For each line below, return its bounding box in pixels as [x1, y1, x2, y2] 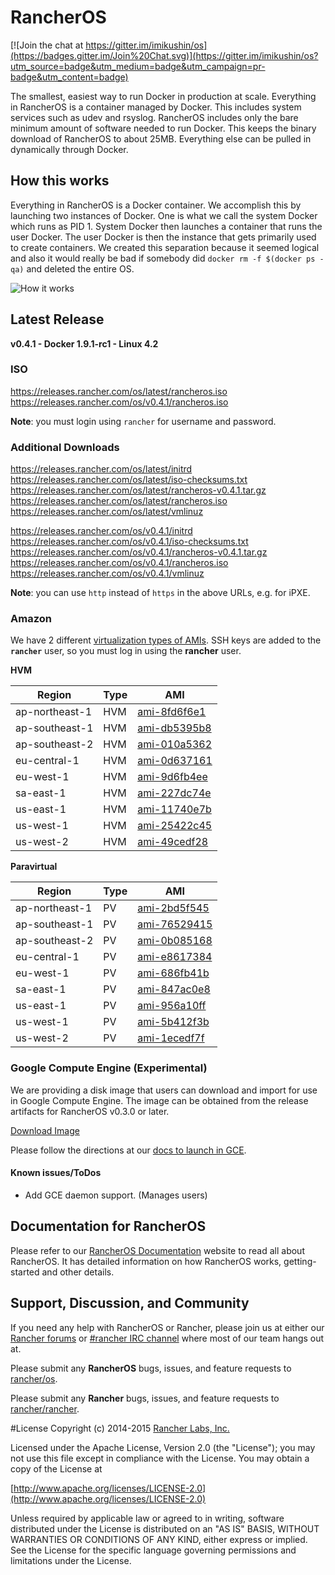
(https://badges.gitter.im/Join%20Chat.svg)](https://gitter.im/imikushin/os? [10, 49, 319, 61]
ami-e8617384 [137, 950, 213, 964]
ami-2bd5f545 [137, 901, 210, 915]
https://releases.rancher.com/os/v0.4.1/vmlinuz [10, 567, 205, 580]
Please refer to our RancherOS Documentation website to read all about [10, 1244, 305, 1256]
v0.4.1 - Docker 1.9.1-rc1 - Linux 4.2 [10, 337, 159, 350]
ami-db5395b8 [137, 721, 212, 735]
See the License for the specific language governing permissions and [10, 1544, 297, 1556]
